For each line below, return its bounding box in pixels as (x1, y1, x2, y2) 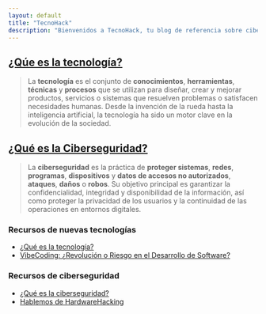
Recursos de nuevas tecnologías (8, 224, 137, 235)
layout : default (8, 11, 62, 20)
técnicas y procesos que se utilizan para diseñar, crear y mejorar (27, 85, 242, 95)
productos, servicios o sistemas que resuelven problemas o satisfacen (27, 93, 259, 103)
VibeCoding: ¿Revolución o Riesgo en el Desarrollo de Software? (19, 251, 231, 260)
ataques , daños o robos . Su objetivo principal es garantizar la (27, 180, 231, 188)
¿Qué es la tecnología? (19, 242, 94, 252)
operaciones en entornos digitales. (27, 205, 142, 214)
